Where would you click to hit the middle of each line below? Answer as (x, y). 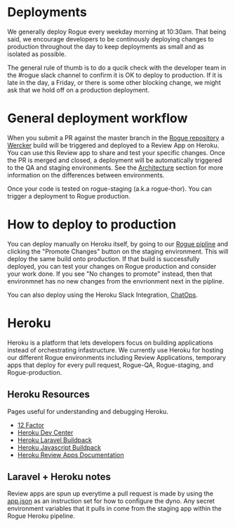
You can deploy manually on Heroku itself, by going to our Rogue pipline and (118, 244)
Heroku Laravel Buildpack (55, 440)
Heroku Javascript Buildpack (59, 447)
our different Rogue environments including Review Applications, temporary (117, 357)
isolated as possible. (37, 54)
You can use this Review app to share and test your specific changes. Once (116, 152)
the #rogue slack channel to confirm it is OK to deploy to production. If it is (115, 75)
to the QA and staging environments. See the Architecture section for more (115, 167)
